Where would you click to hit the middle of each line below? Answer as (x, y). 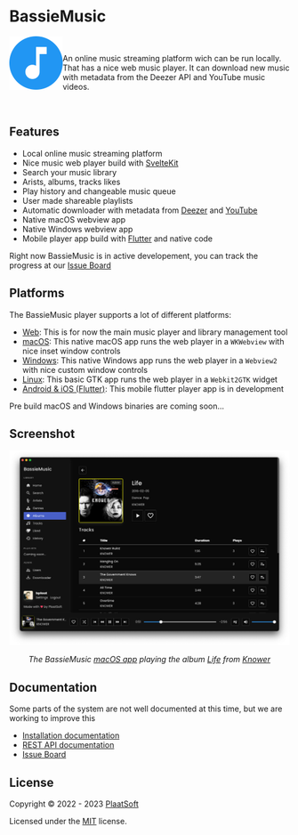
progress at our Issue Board (60, 265)
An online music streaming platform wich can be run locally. (172, 58)
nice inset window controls (71, 351)
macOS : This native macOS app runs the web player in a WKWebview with (153, 341)
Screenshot (42, 434)
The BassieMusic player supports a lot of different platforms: (120, 314)
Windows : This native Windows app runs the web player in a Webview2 (149, 360)
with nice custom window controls (85, 369)
